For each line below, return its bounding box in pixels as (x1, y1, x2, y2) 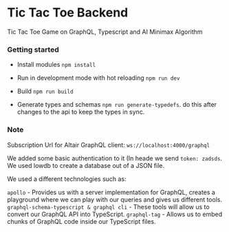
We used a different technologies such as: (7, 174, 127, 183)
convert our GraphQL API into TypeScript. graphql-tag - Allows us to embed (7, 210, 223, 218)
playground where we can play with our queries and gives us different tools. (7, 195, 222, 204)
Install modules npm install (17, 61, 96, 69)
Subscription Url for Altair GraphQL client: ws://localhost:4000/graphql (7, 140, 210, 149)
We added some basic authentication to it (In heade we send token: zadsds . (7, 154, 222, 162)
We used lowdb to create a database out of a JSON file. (7, 161, 165, 169)
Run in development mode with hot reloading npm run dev (17, 74, 180, 82)
